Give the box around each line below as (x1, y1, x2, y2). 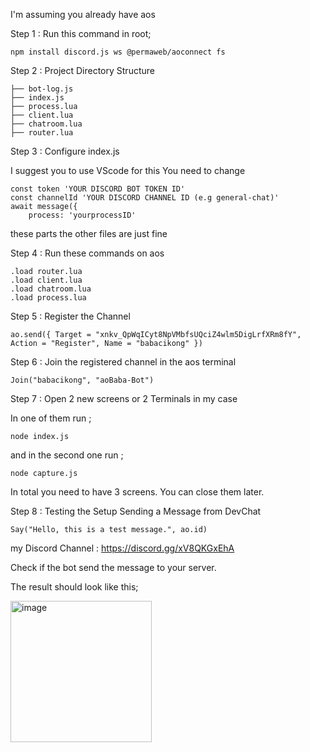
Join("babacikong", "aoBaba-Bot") (10, 375, 155, 385)
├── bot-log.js (10, 84, 74, 94)
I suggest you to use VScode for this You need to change (10, 165, 246, 176)
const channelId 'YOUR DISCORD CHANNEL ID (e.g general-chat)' (10, 193, 280, 203)
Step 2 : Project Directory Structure (10, 65, 155, 76)
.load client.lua (10, 275, 83, 285)
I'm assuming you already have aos (10, 9, 156, 20)
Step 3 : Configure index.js (10, 145, 120, 157)
